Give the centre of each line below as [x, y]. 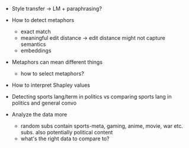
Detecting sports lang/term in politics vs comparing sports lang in [92, 97]
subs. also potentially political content [67, 132]
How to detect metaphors [43, 20]
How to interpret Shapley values [51, 85]
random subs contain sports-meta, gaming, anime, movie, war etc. [102, 126]
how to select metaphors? [52, 73]
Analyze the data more [39, 114]
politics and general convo [44, 103]
